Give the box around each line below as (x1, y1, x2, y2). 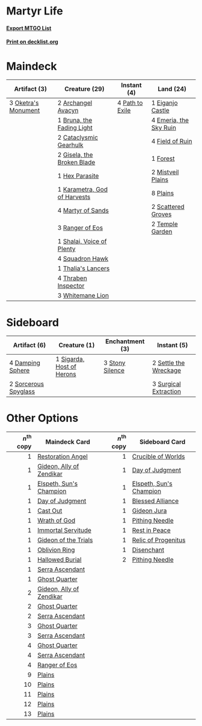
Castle (151, 107, 170, 115)
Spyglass (9, 387, 35, 396)
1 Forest (151, 155, 175, 163)
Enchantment (105, 337, 145, 346)
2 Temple (151, 220, 179, 228)
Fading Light (57, 123, 93, 132)
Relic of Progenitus (132, 536, 186, 544)
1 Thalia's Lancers (57, 264, 110, 273)
